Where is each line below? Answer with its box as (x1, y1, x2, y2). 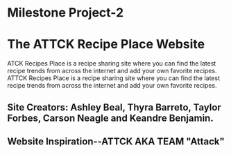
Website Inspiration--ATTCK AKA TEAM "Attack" (7, 135, 225, 147)
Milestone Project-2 (7, 5, 124, 21)
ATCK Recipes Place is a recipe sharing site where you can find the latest (7, 59, 216, 68)
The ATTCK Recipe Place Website (7, 37, 205, 52)
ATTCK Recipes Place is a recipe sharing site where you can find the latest (7, 74, 221, 82)
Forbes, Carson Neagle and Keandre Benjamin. (7, 112, 214, 124)
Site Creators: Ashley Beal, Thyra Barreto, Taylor (7, 102, 222, 113)
